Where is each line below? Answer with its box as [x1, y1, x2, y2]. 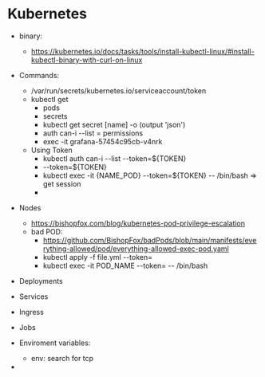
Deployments [18, 276, 63, 285]
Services [18, 292, 49, 301]
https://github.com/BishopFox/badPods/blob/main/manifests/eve [42, 235, 257, 245]
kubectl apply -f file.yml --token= [42, 252, 153, 261]
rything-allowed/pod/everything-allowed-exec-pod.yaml [42, 244, 229, 253]
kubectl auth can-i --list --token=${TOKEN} [42, 153, 187, 163]
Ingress [18, 307, 45, 316]
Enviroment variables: [18, 338, 91, 348]
